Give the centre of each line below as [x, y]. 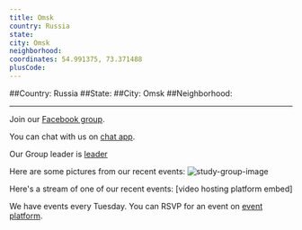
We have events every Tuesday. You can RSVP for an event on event [136, 206]
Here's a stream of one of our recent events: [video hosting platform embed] [151, 189]
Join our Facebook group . [57, 119]
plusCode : [28, 68]
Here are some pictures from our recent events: [98, 171]
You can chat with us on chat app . [72, 137]
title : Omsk [31, 18]
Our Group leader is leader [58, 154]
